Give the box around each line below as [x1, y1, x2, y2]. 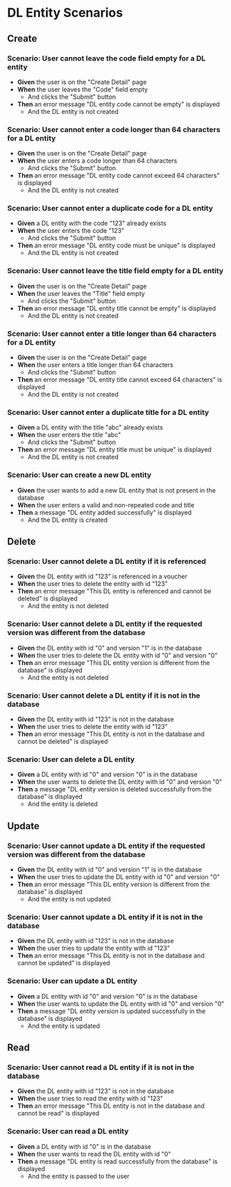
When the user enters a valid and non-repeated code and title [17, 500, 195, 509]
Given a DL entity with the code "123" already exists [17, 219, 166, 227]
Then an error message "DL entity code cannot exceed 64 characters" [17, 172, 220, 180]
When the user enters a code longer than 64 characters [17, 156, 178, 165]
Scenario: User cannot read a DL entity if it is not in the [7, 1062, 194, 1072]
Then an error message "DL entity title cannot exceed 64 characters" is [17, 375, 223, 384]
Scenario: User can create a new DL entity [7, 470, 152, 480]
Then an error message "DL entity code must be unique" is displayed [17, 241, 216, 249]
